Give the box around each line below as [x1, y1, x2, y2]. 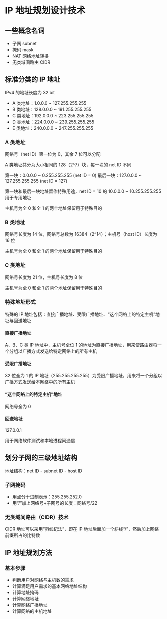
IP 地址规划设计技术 [5, 5, 86, 16]
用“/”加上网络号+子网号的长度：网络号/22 [12, 500, 98, 506]
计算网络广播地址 [12, 602, 48, 608]
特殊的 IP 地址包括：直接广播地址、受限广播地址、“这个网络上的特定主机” [5, 311, 156, 317]
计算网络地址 [12, 595, 39, 601]
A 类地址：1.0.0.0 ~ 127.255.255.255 [12, 100, 87, 106]
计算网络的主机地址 [12, 608, 52, 614]
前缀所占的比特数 [5, 532, 40, 538]
